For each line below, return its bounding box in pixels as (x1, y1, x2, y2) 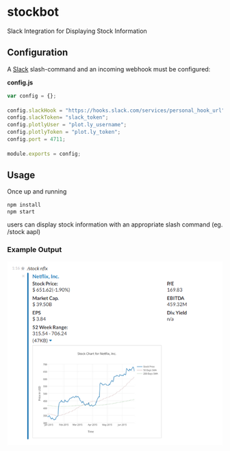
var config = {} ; (7, 92, 57, 100)
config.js (7, 78, 34, 86)
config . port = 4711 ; (7, 136, 66, 143)
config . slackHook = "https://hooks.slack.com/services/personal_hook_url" (7, 107, 225, 114)
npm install (7, 202, 41, 209)
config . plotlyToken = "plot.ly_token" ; (7, 128, 121, 136)
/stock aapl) (7, 228, 41, 236)
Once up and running (7, 187, 67, 196)
